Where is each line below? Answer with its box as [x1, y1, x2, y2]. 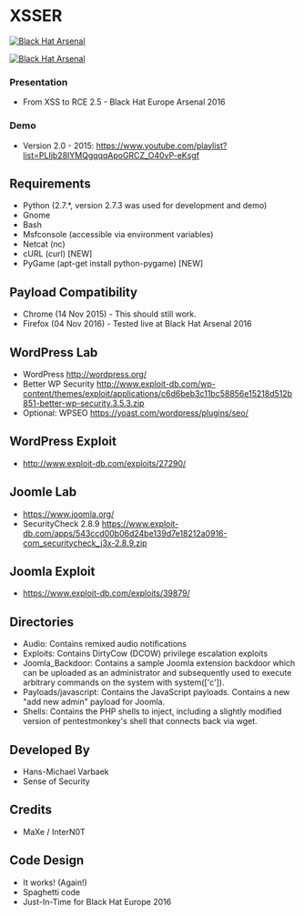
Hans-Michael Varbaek [22, 766, 109, 778]
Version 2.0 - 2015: [22, 140, 95, 151]
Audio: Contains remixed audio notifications [22, 639, 187, 649]
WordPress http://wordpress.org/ [22, 368, 147, 379]
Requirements [9, 176, 91, 191]
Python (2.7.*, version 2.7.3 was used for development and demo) [22, 200, 268, 211]
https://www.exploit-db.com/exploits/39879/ [22, 588, 191, 599]
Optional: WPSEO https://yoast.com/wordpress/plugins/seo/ [22, 407, 248, 418]
